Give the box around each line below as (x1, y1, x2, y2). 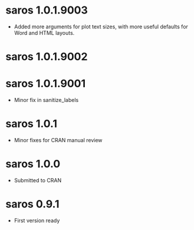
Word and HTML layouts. (14, 29, 75, 36)
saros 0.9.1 (5, 198, 60, 211)
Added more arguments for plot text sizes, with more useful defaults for (14, 23, 188, 30)
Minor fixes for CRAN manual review (14, 137, 103, 143)
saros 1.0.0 (5, 157, 61, 171)
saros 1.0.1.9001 (5, 77, 86, 90)
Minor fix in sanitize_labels (14, 97, 79, 104)
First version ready (14, 216, 60, 224)
